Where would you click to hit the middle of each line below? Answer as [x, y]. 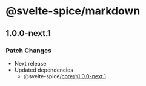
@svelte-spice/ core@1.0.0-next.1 [65, 76]
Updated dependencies [44, 70]
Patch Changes [29, 51]
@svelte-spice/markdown [73, 11]
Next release [30, 63]
